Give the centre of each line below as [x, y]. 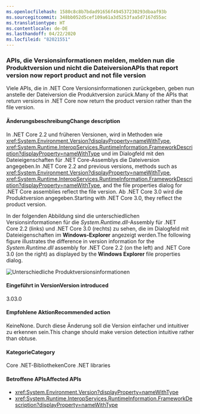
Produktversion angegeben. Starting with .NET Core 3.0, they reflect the [94, 198]
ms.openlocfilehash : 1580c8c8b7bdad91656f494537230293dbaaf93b [87, 12]
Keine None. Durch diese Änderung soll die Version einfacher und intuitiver [98, 326]
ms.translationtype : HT [36, 23]
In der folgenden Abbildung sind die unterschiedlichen [73, 216]
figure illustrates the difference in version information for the [80, 241]
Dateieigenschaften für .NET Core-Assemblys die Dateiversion [83, 160]
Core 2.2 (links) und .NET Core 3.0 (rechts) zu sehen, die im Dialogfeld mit [98, 228]
